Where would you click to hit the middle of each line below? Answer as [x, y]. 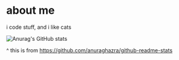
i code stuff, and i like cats [39, 27]
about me [31, 10]
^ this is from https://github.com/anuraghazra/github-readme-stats [89, 50]
